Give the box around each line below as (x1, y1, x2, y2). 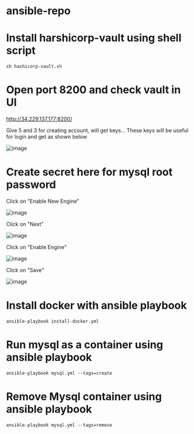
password (6, 178, 56, 192)
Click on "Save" (6, 267, 44, 273)
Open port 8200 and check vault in (6, 83, 181, 97)
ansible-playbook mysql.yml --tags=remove (6, 422, 112, 428)
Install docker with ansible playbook (6, 299, 187, 312)
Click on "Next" (6, 221, 44, 228)
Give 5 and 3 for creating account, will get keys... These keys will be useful (6, 127, 189, 134)
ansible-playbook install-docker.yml (6, 318, 99, 324)
